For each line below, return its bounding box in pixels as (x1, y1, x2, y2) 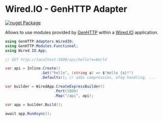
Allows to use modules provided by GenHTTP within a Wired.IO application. (5, 29, 159, 35)
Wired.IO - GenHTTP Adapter (5, 3, 127, 15)
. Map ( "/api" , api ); (53, 93, 94, 98)
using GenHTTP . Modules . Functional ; (5, 43, 79, 48)
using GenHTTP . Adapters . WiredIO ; (5, 39, 74, 44)
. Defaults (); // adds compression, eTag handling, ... (40, 75, 156, 80)
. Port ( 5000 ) (53, 88, 79, 93)
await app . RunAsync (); (5, 111, 52, 116)
